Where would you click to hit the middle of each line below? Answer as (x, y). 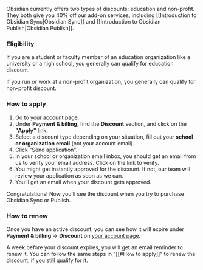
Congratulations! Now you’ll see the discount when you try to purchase (95, 193)
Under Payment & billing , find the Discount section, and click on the (101, 123)
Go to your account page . (47, 117)
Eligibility (20, 44)
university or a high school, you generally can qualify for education (90, 64)
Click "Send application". (46, 150)
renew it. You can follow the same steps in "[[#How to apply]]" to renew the (101, 254)
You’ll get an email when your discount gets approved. (83, 182)
